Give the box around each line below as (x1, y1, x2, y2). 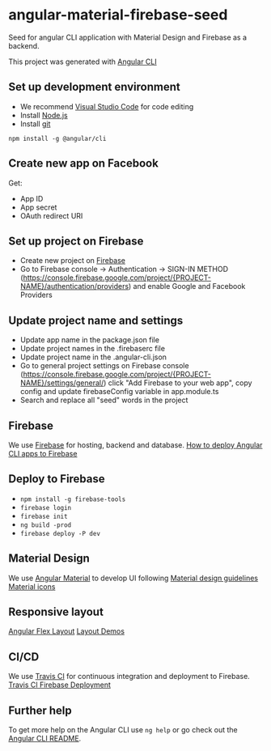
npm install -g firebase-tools (19, 495, 126, 503)
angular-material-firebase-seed (8, 6, 228, 24)
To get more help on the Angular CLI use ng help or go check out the (8, 725, 238, 735)
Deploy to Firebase (8, 472, 105, 486)
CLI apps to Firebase (8, 449, 78, 458)
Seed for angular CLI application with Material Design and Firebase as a (8, 32, 248, 42)
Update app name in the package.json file (19, 335, 160, 345)
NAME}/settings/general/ (19, 378, 104, 388)
